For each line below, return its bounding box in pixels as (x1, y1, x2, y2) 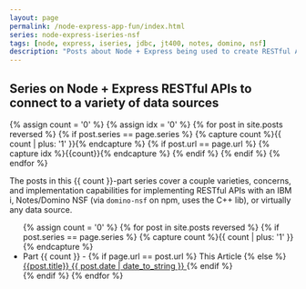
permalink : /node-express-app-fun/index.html (9, 22, 185, 31)
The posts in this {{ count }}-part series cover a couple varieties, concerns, (9, 174, 291, 186)
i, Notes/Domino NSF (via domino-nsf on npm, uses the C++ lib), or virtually (9, 194, 291, 205)
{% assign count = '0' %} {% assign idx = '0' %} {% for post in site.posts (9, 119, 284, 130)
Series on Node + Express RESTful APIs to (9, 81, 252, 96)
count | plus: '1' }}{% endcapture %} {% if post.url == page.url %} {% (9, 138, 270, 149)
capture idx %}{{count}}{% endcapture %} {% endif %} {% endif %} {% (9, 147, 280, 159)
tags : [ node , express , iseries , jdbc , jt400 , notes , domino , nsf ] (9, 38, 267, 48)
